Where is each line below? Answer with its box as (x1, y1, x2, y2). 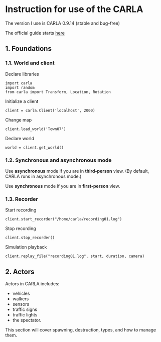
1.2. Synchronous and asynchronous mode (5, 157, 112, 164)
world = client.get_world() (5, 145, 64, 150)
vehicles (12, 290, 30, 297)
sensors (12, 301, 30, 307)
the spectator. (12, 317, 42, 323)
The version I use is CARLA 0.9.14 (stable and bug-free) (5, 20, 120, 26)
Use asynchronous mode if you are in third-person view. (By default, (5, 168, 149, 174)
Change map (5, 117, 32, 123)
